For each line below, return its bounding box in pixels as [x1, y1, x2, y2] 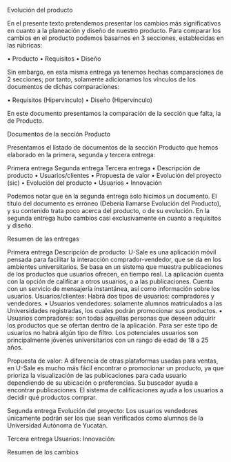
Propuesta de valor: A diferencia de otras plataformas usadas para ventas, [7, 356, 219, 365]
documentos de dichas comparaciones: [7, 83, 120, 90]
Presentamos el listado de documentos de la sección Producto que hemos [7, 143, 219, 151]
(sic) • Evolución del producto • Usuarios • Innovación [7, 179, 162, 187]
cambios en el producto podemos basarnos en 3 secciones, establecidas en [7, 34, 224, 42]
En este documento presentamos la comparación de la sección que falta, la [7, 110, 221, 117]
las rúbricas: [7, 41, 43, 49]
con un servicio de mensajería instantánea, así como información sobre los [7, 285, 221, 292]
